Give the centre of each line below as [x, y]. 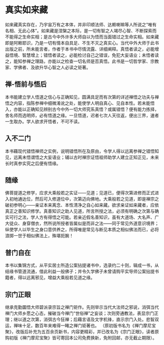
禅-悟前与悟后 [26, 84]
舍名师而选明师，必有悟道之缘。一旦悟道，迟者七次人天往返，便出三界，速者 [82, 115]
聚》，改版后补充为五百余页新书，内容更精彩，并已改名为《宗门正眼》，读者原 [82, 332]
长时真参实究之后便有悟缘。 [33, 163]
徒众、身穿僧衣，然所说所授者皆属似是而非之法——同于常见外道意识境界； [84, 224]
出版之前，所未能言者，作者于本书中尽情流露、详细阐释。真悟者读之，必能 [80, 49]
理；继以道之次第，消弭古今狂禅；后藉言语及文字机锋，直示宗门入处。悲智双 [82, 319]
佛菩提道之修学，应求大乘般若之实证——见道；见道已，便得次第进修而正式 [80, 193]
